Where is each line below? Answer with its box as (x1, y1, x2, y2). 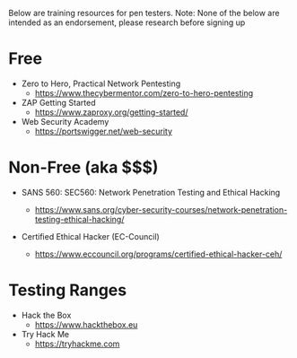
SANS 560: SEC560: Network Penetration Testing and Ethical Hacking (21, 187, 281, 197)
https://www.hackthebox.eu (34, 319, 138, 330)
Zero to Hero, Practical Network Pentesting (21, 78, 181, 89)
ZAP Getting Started (21, 97, 96, 108)
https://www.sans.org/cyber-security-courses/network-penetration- (34, 204, 288, 214)
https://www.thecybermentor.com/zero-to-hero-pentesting (34, 87, 254, 98)
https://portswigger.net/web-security (34, 126, 172, 136)
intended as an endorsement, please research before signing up (8, 17, 246, 28)
